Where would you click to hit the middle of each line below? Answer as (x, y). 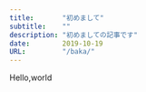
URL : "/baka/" (52, 52)
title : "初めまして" (57, 18)
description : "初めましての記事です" (73, 35)
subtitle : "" (40, 26)
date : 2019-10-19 (56, 43)
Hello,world (31, 77)
